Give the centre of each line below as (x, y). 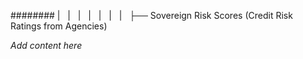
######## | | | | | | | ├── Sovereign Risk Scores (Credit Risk (151, 15)
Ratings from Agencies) (59, 26)
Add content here (46, 45)
